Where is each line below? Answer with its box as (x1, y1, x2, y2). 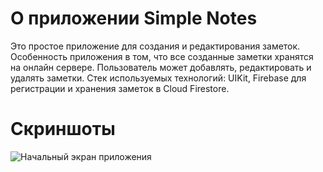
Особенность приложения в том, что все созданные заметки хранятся (10, 50, 314, 62)
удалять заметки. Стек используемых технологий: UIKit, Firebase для (10, 72, 307, 84)
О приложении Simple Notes (10, 7, 258, 30)
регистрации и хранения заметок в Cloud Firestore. (10, 82, 230, 94)
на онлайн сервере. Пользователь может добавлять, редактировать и (10, 61, 312, 73)
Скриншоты (10, 118, 116, 141)
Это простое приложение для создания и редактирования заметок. (10, 40, 301, 52)
